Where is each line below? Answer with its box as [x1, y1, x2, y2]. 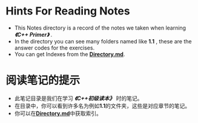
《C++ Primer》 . [14, 31, 53, 38]
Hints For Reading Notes [5, 4, 131, 18]
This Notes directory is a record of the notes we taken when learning [14, 24, 186, 31]
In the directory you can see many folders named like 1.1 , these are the [14, 37, 192, 45]
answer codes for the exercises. [14, 44, 95, 51]
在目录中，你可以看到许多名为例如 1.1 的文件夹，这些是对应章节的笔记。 [14, 102, 191, 109]
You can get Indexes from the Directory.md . [14, 50, 125, 58]
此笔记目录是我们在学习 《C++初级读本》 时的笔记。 [14, 95, 143, 102]
